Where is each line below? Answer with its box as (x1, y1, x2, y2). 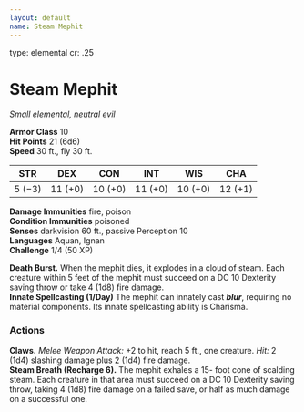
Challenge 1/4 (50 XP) (9, 245, 94, 256)
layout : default (9, 13, 71, 23)
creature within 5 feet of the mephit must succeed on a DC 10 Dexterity (9, 273, 277, 283)
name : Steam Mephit (9, 22, 84, 31)
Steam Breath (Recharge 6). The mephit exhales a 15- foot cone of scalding (9, 364, 296, 375)
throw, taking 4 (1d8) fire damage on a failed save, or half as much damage (9, 384, 290, 395)
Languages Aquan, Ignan (9, 235, 105, 246)
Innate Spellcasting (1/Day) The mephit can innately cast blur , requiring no (9, 292, 292, 303)
